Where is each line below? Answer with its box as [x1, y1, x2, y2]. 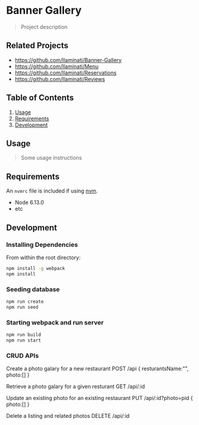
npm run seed [6, 304, 39, 310]
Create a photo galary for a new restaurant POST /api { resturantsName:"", [6, 365, 189, 373]
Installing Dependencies [6, 240, 79, 249]
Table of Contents [6, 93, 74, 103]
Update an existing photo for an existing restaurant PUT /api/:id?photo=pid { [6, 395, 194, 402]
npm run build [6, 331, 42, 337]
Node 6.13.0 [14, 199, 44, 206]
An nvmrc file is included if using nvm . [6, 187, 98, 194]
